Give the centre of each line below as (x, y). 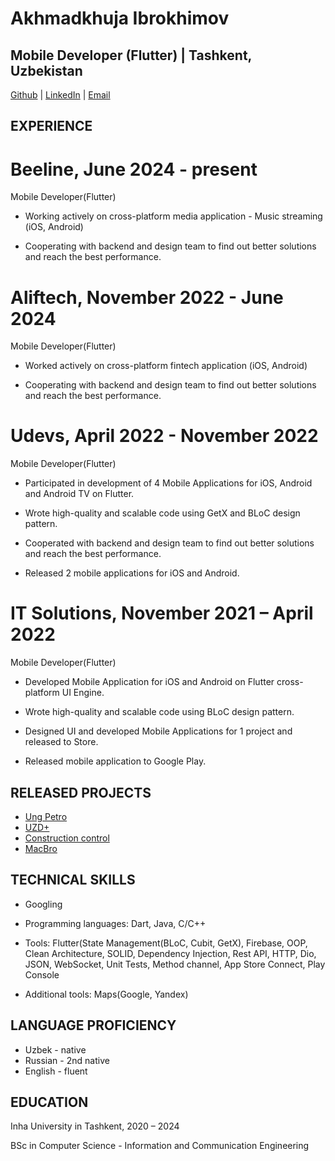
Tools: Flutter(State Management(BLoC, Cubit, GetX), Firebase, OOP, (166, 943)
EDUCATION (49, 1102)
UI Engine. (83, 693)
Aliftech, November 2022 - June (147, 297)
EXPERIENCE (51, 126)
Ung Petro (46, 816)
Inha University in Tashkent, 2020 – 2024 (95, 1126)
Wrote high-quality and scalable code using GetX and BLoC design (162, 513)
